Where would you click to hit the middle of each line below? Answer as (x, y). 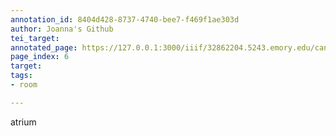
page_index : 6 (40, 57)
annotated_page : (44, 47)
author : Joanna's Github (62, 29)
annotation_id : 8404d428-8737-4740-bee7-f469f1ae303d (125, 19)
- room (24, 85)
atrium (23, 122)
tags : (21, 76)
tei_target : (35, 38)
